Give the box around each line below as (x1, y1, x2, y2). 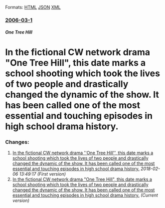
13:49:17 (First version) (19, 171, 66, 177)
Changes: (5, 138, 29, 145)
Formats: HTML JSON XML (5, 4, 61, 10)
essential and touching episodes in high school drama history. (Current (12, 192, 158, 198)
